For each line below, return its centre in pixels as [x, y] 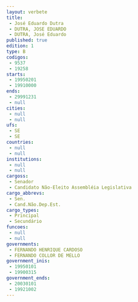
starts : [16, 74]
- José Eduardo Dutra [36, 23]
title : [15, 18]
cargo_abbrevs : [26, 193]
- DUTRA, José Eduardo [38, 35]
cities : [16, 108]
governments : [23, 244]
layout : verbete [27, 12]
